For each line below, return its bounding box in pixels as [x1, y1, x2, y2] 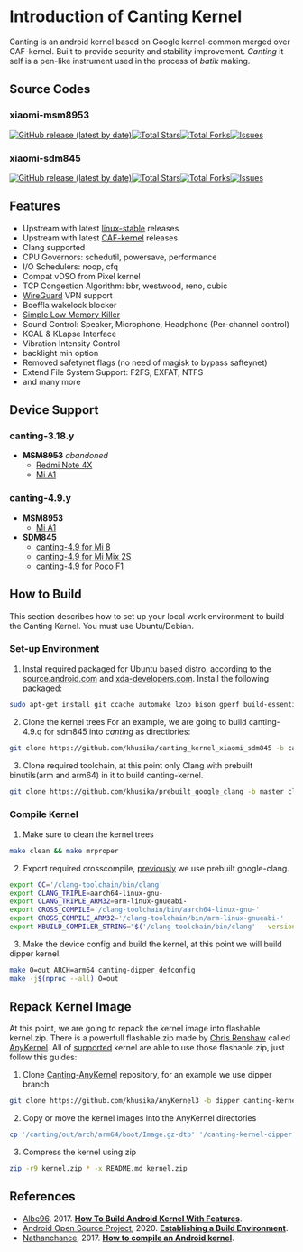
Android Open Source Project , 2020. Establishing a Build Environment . [22, 1222, 289, 1233]
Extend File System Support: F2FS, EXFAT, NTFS [22, 366, 204, 377]
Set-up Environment [9, 643, 100, 655]
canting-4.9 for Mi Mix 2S [35, 551, 132, 561]
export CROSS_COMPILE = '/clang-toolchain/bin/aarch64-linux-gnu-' [9, 906, 260, 915]
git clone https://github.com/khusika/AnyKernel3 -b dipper [9, 1097, 241, 1106]
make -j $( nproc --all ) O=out [9, 974, 119, 983]
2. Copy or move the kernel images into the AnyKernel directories [13, 1113, 257, 1124]
